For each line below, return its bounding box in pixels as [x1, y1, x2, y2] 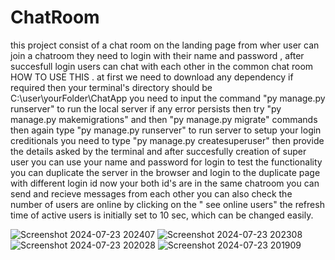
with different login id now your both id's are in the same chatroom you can [10, 177, 320, 189]
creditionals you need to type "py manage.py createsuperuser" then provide [10, 134, 325, 146]
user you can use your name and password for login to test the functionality [10, 156, 323, 168]
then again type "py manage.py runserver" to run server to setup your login [10, 124, 322, 136]
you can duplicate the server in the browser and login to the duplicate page [10, 166, 321, 178]
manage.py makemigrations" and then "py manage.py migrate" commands [10, 113, 318, 125]
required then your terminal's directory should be [10, 81, 213, 93]
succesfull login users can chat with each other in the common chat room [10, 60, 314, 72]
